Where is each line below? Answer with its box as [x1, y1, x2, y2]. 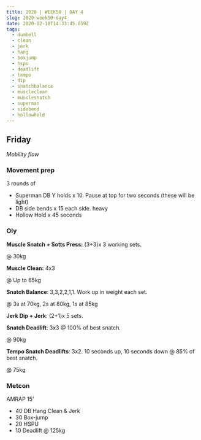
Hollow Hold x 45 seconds [15, 211, 82, 218]
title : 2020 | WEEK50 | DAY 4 [6, 9, 84, 15]
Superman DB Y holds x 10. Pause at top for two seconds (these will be [15, 191, 195, 199]
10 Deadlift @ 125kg [15, 427, 66, 434]
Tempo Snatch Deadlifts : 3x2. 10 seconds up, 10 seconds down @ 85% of [6, 347, 195, 355]
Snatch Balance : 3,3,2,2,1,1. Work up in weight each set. [6, 288, 148, 295]
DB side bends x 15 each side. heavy [15, 205, 108, 212]
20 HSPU [15, 420, 39, 428]
